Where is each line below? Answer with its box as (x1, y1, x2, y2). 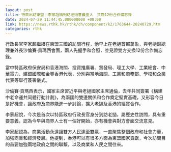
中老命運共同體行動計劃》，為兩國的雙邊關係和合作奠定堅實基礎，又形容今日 (5, 95, 164, 101)
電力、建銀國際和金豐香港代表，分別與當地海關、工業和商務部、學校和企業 (9, 71, 166, 77)
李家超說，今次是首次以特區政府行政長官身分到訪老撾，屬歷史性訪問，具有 (5, 111, 161, 117)
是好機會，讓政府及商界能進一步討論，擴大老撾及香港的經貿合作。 (5, 101, 144, 107)
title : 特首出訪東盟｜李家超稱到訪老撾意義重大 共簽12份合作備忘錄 (5, 12, 132, 17)
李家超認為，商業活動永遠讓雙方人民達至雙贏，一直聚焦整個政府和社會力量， (5, 129, 166, 135)
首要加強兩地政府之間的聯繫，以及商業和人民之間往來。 (9, 141, 126, 147)
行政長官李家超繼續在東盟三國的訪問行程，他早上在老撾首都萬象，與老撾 (5, 41, 157, 47)
